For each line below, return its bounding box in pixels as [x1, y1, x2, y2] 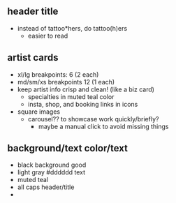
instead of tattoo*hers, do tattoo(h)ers [17, 24, 128, 32]
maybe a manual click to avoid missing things [38, 122, 169, 130]
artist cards [7, 52, 59, 63]
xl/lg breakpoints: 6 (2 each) [17, 70, 99, 79]
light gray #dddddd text [17, 168, 86, 176]
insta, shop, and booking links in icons [27, 100, 138, 108]
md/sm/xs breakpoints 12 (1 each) [17, 77, 115, 86]
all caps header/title [17, 183, 75, 191]
